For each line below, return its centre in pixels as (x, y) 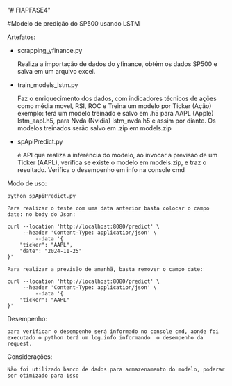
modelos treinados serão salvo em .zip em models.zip (94, 128)
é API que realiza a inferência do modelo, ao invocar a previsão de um (117, 155)
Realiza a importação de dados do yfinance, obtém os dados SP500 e (117, 64)
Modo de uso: (27, 183)
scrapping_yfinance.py (50, 51)
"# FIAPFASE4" (29, 10)
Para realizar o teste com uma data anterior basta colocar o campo (108, 208)
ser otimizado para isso (43, 376)
